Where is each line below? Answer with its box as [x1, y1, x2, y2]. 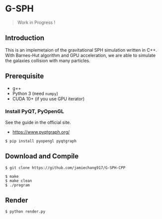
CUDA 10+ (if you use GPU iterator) [12, 95, 85, 102]
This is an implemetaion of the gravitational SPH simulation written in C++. [5, 47, 158, 53]
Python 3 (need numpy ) [12, 90, 58, 96]
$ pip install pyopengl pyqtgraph [5, 139, 77, 144]
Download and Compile [5, 152, 79, 160]
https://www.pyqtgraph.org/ [12, 129, 70, 135]
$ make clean [5, 178, 32, 183]
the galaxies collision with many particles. [5, 58, 90, 64]
